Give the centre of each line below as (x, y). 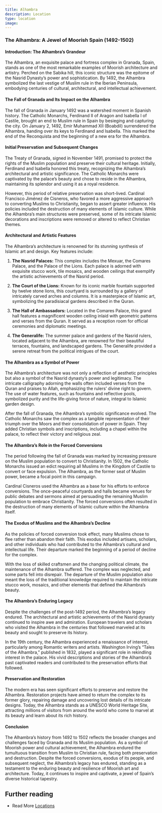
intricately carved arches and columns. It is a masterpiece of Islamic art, (84, 296)
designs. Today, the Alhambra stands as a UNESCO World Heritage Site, (77, 705)
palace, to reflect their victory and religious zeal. (53, 434)
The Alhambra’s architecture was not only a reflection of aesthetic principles (81, 373)
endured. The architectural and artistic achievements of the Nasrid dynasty (80, 617)
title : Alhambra (21, 9)
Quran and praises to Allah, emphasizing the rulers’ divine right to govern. (79, 389)
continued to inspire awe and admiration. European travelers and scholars (79, 622)
